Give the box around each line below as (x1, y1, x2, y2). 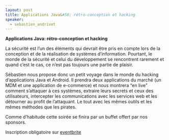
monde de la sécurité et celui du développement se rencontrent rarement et (5, 57, 164, 63)
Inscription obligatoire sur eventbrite (5, 129, 81, 135)
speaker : (5, 17, 24, 22)
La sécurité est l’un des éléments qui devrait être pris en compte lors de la (5, 45, 160, 51)
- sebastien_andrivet (10, 21, 56, 27)
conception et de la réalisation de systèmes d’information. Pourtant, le (5, 51, 153, 57)
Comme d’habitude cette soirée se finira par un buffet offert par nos (5, 114, 148, 120)
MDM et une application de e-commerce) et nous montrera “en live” (5, 82, 148, 89)
